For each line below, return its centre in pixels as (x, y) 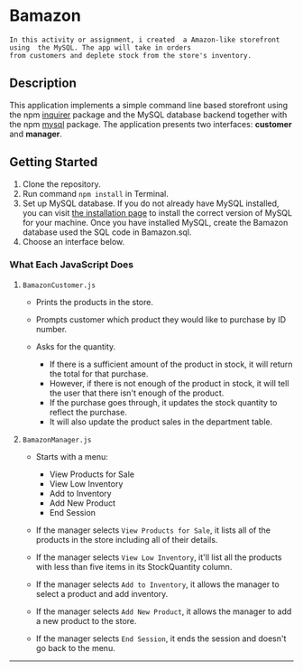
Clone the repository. (61, 184)
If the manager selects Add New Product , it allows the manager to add (164, 611)
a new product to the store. (86, 620)
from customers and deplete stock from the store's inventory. (131, 55)
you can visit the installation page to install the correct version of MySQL (157, 212)
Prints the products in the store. (94, 302)
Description (43, 84)
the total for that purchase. (99, 373)
